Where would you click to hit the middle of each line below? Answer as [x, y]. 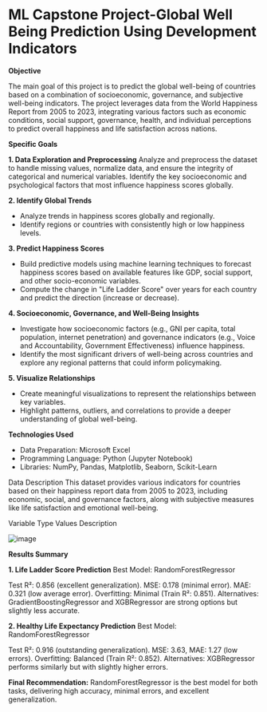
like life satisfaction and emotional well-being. [83, 508]
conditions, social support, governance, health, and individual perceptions [130, 120]
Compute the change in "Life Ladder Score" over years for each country [138, 289]
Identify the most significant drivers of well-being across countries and [136, 354]
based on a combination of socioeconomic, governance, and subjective [126, 94]
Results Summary [39, 554]
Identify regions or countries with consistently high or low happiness [132, 224]
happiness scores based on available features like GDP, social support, [136, 272]
